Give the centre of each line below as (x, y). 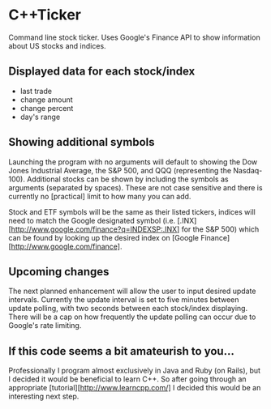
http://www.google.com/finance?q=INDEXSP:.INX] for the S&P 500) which (135, 229)
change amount (46, 100)
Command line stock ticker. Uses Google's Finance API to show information (135, 37)
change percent (47, 108)
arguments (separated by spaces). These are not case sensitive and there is (135, 187)
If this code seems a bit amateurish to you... (122, 351)
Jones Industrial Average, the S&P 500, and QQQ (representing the (120, 170)
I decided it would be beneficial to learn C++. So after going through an (127, 379)
